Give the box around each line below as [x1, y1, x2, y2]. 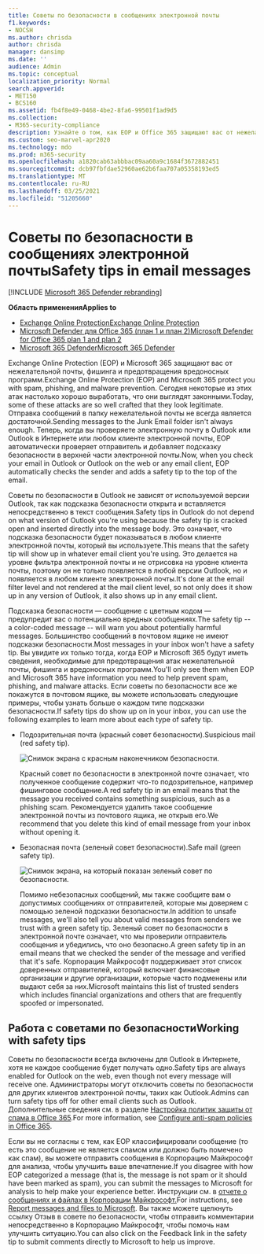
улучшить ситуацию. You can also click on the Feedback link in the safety [8, 1229, 247, 1238]
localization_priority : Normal [8, 77, 111, 85]
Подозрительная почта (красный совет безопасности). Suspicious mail [19, 730, 255, 739]
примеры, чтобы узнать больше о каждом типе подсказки [8, 698, 204, 708]
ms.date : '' [8, 56, 47, 64]
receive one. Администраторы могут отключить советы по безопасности [8, 1079, 254, 1090]
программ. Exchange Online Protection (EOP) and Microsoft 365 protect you [8, 375, 255, 385]
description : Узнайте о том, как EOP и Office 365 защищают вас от [8, 128, 234, 136]
